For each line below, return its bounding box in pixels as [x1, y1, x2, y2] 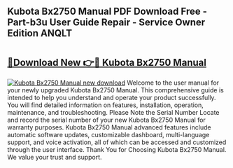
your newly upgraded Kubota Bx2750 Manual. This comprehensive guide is [7, 86, 224, 94]
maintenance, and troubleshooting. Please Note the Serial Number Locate [7, 108, 220, 116]
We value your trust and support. [7, 153, 103, 161]
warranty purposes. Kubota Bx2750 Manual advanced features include [7, 123, 211, 132]
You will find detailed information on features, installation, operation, [7, 101, 204, 109]
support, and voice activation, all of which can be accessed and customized [7, 138, 227, 146]
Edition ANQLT [7, 27, 72, 39]
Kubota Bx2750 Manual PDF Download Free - [7, 6, 208, 17]
